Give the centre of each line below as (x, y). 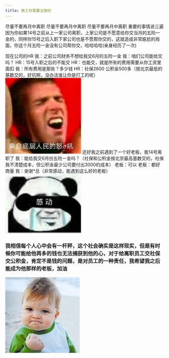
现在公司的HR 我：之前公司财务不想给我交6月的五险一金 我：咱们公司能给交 (84, 56)
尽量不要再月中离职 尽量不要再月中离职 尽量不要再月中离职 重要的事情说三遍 (84, 26)
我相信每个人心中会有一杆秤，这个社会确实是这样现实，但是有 (80, 246)
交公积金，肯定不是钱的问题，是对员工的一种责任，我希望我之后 (83, 261)
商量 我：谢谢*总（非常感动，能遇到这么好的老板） (58, 171)
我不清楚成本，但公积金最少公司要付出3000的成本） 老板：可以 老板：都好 (83, 165)
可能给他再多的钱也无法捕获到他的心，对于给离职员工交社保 (88, 253)
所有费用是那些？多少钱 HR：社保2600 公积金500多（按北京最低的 (93, 69)
